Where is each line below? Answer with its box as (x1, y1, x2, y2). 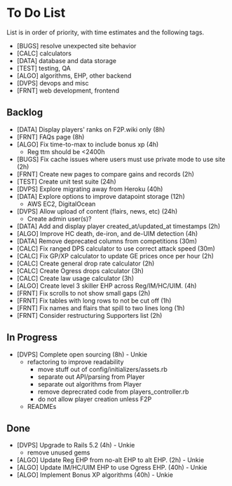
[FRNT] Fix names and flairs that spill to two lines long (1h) (16, 303, 185, 312)
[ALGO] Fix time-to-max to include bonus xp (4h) (16, 140, 159, 148)
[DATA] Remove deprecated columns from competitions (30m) (16, 237, 198, 245)
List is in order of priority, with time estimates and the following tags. (6, 28, 205, 36)
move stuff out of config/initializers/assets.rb (37, 365, 168, 373)
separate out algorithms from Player (37, 380, 142, 388)
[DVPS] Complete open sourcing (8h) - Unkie (16, 350, 148, 359)
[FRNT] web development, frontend (16, 86, 120, 95)
